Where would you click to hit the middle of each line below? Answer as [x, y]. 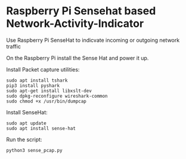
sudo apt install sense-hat [41, 128]
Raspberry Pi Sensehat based [81, 11]
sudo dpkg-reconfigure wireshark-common [57, 96]
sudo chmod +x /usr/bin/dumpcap [46, 101]
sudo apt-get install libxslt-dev [49, 91]
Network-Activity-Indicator [75, 24]
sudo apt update [26, 123]
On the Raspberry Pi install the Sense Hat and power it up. [77, 58]
